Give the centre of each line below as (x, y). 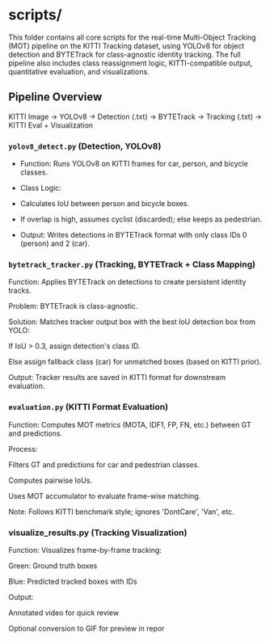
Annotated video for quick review (64, 613)
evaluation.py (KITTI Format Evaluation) (88, 407)
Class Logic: (41, 188)
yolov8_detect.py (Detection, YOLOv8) (85, 145)
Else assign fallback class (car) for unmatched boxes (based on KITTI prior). (135, 362)
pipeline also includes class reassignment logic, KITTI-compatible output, (131, 63)
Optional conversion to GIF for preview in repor (86, 628)
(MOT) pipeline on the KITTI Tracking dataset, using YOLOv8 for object (127, 45)
